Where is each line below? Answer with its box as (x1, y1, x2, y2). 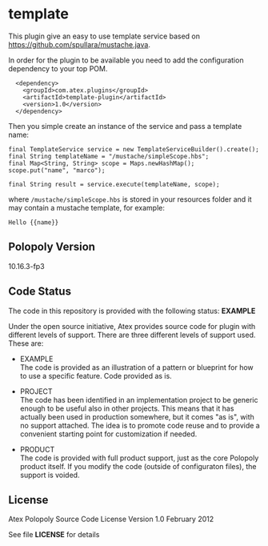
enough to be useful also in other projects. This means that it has (19, 403, 234, 413)
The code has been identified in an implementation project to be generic (19, 395, 258, 404)
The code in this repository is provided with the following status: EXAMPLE (8, 306, 256, 315)
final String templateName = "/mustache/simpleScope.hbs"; (8, 152, 210, 160)
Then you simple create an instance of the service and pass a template (8, 121, 242, 130)
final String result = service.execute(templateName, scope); (8, 180, 220, 188)
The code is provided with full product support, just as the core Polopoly (19, 453, 259, 463)
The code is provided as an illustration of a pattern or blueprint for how (19, 362, 254, 372)
